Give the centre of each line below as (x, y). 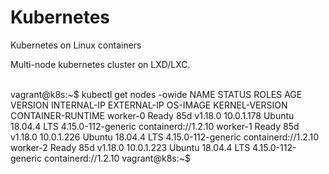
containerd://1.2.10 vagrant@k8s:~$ (117, 158)
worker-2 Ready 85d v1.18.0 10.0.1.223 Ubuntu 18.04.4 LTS (130, 147)
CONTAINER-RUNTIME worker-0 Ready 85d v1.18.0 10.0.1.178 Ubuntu (152, 115)
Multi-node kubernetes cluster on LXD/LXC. (100, 64)
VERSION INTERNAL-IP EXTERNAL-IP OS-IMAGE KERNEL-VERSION (149, 105)
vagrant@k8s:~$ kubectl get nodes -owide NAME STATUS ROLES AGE (156, 94)
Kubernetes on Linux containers (76, 45)
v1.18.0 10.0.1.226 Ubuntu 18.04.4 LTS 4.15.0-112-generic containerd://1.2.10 (165, 137)
